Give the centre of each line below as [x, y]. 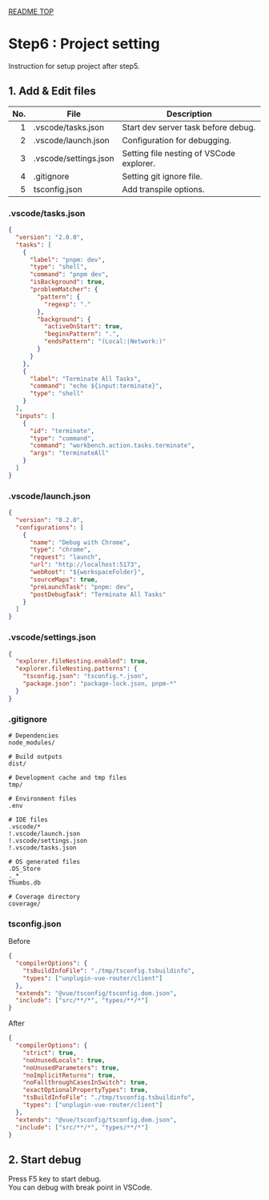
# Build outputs [35, 757]
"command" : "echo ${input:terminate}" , [96, 386]
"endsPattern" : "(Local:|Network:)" [105, 342]
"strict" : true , [50, 1053]
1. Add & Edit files [52, 91]
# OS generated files [44, 861]
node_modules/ [32, 742]
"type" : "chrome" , [60, 550]
